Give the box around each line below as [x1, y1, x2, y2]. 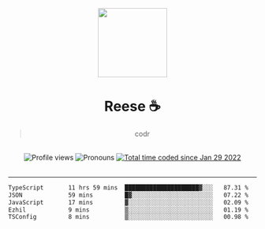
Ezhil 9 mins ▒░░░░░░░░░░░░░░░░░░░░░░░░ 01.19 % [8, 205, 248, 214]
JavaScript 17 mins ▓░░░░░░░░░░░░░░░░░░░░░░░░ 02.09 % [8, 198, 248, 206]
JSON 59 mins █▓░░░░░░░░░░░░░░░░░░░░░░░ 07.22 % [8, 191, 248, 199]
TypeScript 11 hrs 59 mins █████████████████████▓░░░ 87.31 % [8, 183, 248, 192]
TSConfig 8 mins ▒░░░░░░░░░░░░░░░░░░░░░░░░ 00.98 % [8, 213, 248, 221]
